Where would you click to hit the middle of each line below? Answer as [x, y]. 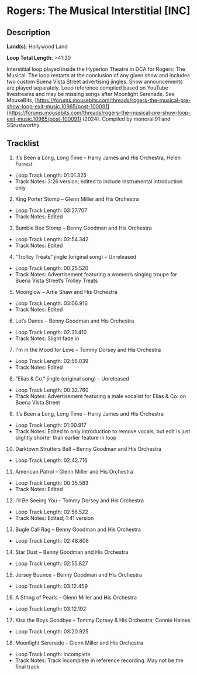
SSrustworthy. [24, 125]
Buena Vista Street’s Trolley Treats [56, 280]
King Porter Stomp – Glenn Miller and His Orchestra [77, 199]
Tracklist [23, 144]
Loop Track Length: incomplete [53, 654]
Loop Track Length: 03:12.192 [51, 609]
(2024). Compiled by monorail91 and [126, 119]
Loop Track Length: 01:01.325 [51, 175]
